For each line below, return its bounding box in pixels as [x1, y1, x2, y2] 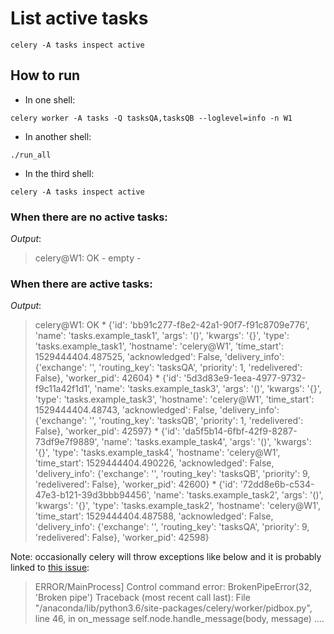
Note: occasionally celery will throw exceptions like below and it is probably [10, 551, 322, 563]
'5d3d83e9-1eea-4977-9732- [183, 372, 307, 384]
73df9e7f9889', [34, 436, 100, 448]
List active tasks [10, 7, 149, 30]
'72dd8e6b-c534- [239, 478, 315, 491]
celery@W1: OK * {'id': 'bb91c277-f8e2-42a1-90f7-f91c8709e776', [34, 319, 310, 331]
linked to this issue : [10, 562, 90, 574]
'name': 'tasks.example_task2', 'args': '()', [153, 489, 324, 501]
